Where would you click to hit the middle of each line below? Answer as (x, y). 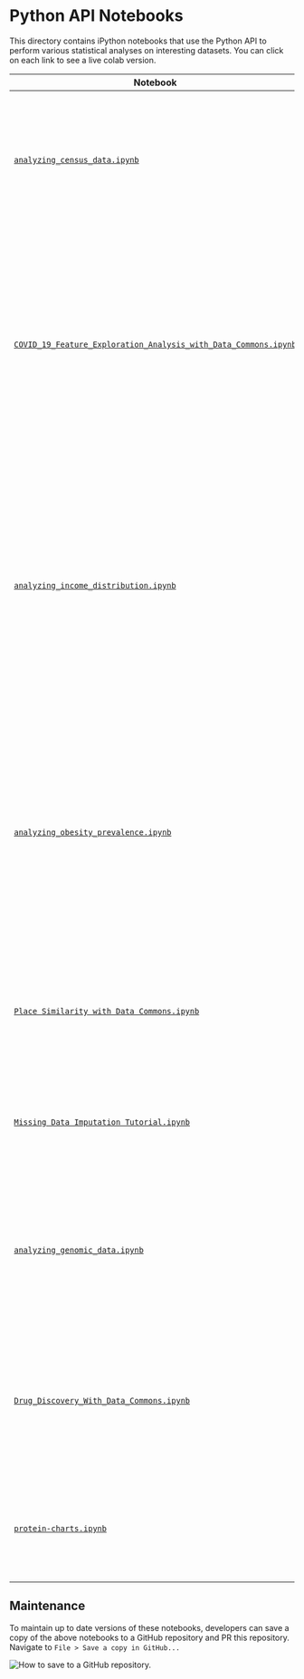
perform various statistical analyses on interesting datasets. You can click (147, 50)
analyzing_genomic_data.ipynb (79, 1250)
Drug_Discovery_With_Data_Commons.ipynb (102, 1401)
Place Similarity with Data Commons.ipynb (107, 1011)
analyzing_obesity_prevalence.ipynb (93, 832)
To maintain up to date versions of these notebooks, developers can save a (149, 1627)
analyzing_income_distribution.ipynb (95, 585)
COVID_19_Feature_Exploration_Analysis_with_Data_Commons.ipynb (155, 344)
